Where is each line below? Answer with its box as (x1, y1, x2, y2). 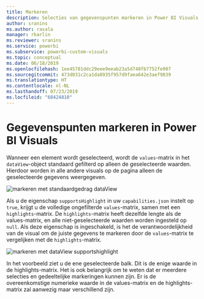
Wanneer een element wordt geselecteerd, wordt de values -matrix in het (6, 153, 190, 161)
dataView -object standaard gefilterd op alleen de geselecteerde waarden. (6, 160, 192, 168)
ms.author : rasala (6, 26, 53, 32)
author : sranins (6, 20, 48, 26)
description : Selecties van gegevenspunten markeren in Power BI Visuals (6, 15, 199, 21)
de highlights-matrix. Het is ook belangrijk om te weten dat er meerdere (6, 266, 187, 273)
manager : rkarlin (6, 32, 51, 38)
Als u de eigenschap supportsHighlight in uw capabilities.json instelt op (6, 197, 194, 204)
